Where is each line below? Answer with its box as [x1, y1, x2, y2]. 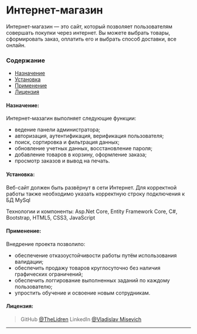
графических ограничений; [14, 271, 83, 278]
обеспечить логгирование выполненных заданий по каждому [14, 276, 170, 284]
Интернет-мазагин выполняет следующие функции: [6, 115, 137, 122]
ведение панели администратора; [14, 126, 101, 133]
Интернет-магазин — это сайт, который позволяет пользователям [6, 23, 173, 30]
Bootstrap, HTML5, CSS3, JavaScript [6, 214, 96, 221]
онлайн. [6, 42, 26, 49]
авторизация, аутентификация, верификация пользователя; [14, 133, 164, 140]
